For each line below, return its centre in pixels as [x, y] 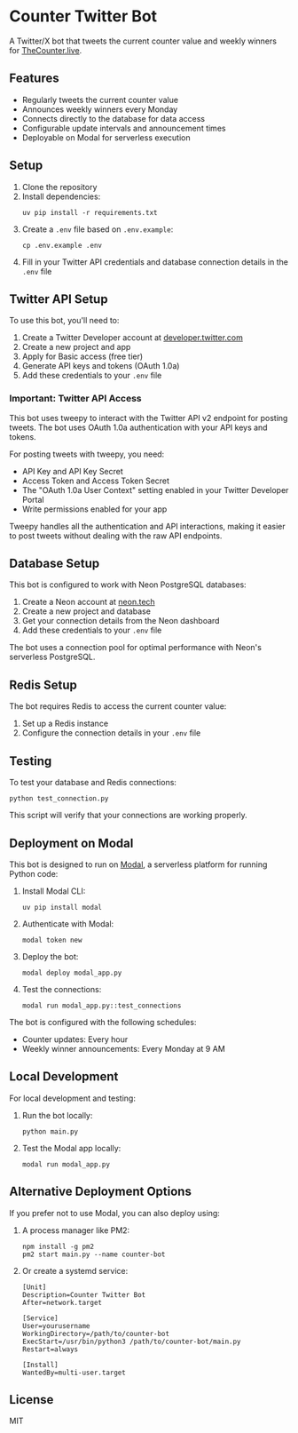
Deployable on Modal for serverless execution [106, 137]
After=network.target [62, 1302]
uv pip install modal [62, 907]
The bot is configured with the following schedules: [103, 1022]
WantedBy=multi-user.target [74, 1373]
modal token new [52, 940]
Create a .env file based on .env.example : [98, 229]
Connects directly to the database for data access [114, 118]
